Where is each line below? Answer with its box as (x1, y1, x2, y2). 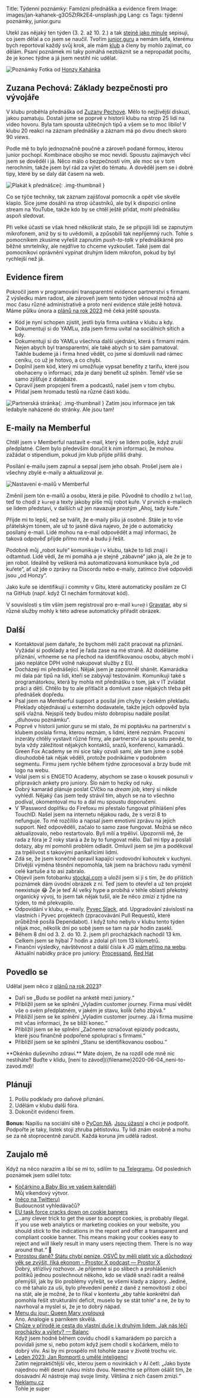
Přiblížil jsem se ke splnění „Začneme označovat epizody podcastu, (14, 1026, 180, 1033)
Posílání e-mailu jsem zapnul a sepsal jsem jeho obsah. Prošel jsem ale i (6, 463, 182, 470)
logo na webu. (14, 767, 50, 774)
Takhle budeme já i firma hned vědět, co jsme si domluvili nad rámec (14, 350, 183, 357)
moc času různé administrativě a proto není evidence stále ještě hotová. (6, 301, 182, 308)
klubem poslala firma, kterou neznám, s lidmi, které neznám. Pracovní (14, 729, 185, 736)
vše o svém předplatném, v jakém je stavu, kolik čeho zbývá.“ (14, 1007, 166, 1014)
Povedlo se (6, 967, 48, 977)
